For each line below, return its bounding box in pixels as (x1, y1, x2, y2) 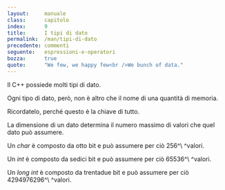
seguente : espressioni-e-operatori (7, 49, 116, 56)
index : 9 (7, 23, 48, 30)
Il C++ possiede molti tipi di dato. (7, 80, 101, 88)
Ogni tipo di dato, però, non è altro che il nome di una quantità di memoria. (7, 94, 219, 102)
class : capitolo (7, 17, 70, 23)
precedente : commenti (7, 42, 70, 49)
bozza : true (7, 55, 57, 62)
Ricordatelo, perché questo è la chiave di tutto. (7, 107, 140, 115)
